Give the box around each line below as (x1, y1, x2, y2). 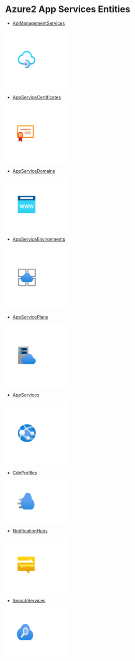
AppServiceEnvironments (12, 236, 65, 242)
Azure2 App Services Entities (5, 4, 130, 15)
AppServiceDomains (12, 168, 55, 174)
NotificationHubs (12, 527, 48, 533)
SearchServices (12, 598, 46, 604)
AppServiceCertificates (12, 94, 61, 100)
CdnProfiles (12, 470, 37, 476)
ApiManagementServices (12, 20, 65, 26)
